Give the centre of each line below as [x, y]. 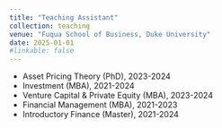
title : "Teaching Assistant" [64, 17]
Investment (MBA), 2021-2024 [78, 86]
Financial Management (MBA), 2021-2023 [100, 105]
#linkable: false [42, 51]
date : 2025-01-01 [42, 43]
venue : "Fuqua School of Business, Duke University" [110, 34]
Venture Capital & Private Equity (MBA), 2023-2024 [118, 96]
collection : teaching [50, 26]
